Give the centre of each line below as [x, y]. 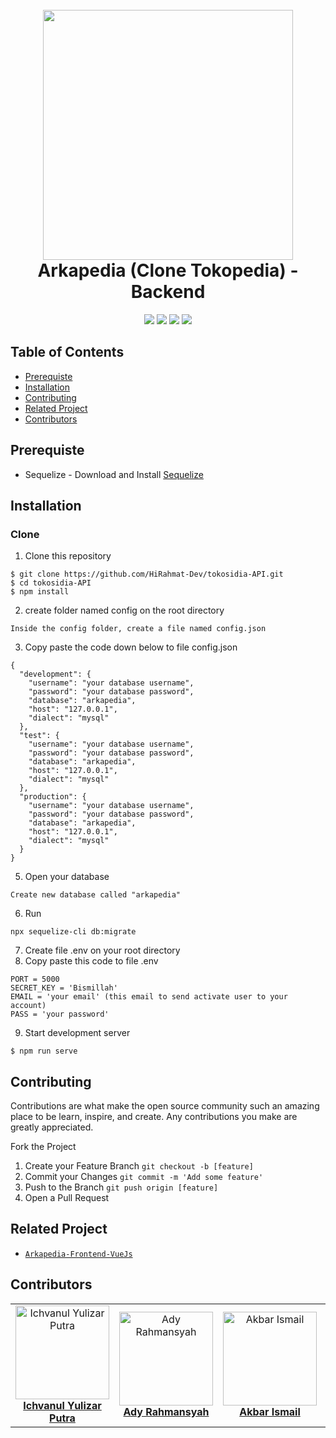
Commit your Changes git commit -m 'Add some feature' [144, 1177]
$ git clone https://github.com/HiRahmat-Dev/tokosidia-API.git [147, 574]
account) [28, 1006]
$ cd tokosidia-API [51, 583]
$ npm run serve [44, 1051]
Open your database [67, 877]
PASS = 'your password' [60, 1014]
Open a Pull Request [67, 1198]
